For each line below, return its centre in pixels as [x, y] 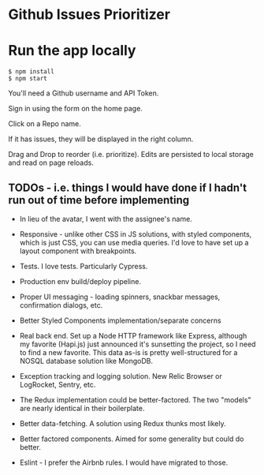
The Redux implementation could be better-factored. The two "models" [135, 399]
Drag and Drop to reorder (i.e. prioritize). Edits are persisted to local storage [131, 155]
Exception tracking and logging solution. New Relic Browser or [121, 376]
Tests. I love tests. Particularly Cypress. [84, 266]
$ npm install [32, 72]
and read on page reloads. [51, 163]
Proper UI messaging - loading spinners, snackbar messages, [120, 297]
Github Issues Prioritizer [89, 15]
